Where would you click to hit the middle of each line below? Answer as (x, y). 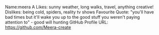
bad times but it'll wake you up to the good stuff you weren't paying (72, 17)
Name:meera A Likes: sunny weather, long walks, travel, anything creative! (79, 7)
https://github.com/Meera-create (38, 27)
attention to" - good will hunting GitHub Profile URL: (56, 22)
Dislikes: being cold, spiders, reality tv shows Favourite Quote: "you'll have (79, 12)
